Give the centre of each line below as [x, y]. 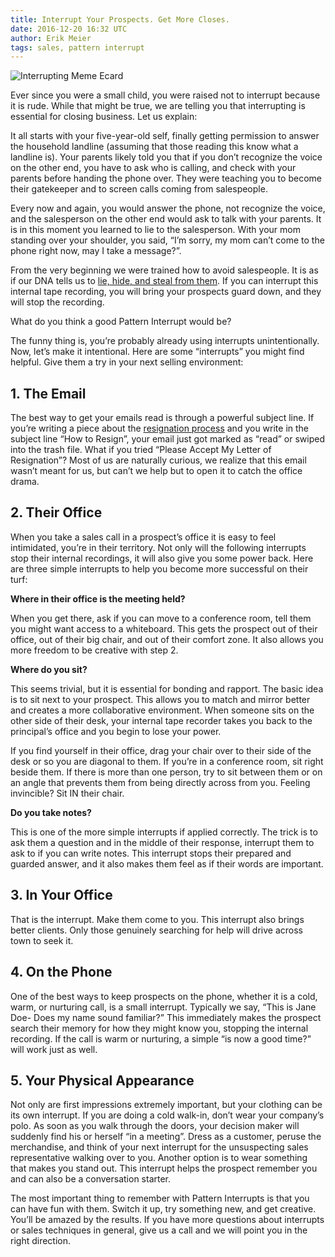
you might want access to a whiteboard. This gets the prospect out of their [164, 628]
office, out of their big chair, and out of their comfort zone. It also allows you [167, 639]
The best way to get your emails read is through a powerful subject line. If [162, 418]
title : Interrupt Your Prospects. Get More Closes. [120, 19]
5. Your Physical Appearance [102, 1080]
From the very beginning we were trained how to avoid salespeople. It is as [164, 270]
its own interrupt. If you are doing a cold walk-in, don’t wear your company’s [167, 1115]
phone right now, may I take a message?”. [96, 251]
